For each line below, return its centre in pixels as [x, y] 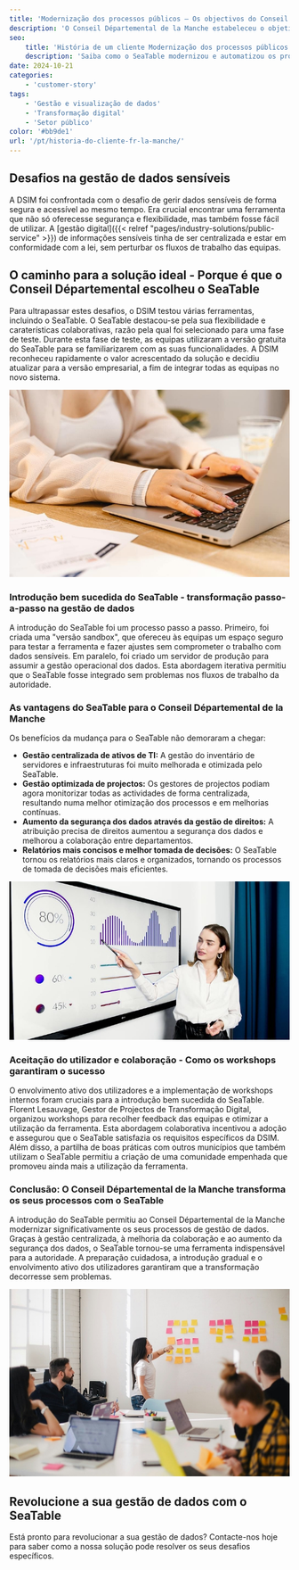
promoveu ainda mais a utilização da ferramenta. [99, 1166]
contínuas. [41, 813]
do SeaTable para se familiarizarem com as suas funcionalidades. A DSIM [144, 349]
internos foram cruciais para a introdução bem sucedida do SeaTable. [137, 1100]
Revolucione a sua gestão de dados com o [128, 1502]
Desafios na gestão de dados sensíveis [120, 178]
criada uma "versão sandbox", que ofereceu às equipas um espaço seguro [146, 637]
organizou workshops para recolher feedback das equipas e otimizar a [139, 1119]
